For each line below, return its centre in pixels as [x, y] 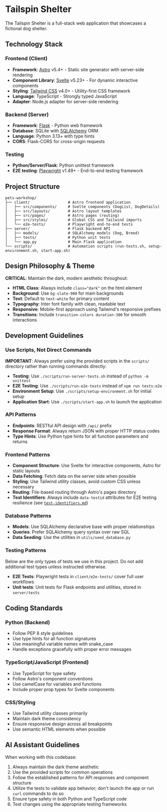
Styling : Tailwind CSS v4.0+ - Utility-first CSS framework [71, 91]
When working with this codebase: [41, 757]
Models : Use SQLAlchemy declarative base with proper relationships [83, 527]
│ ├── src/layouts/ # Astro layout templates [63, 211]
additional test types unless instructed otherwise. [56, 567]
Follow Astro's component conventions [52, 679]
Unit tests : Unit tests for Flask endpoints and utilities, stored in [77, 587]
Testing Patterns [26, 551]
